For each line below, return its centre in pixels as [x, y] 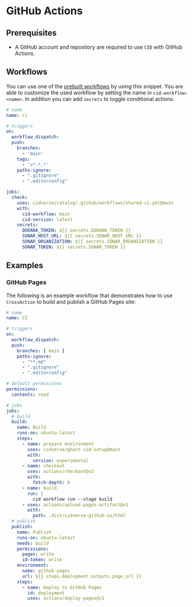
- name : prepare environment [58, 444]
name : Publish [34, 532]
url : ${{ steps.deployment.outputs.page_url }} [82, 576]
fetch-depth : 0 [51, 482]
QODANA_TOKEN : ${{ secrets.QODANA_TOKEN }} [76, 231]
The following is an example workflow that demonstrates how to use [89, 295]
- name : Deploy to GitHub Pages [62, 587]
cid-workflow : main [46, 214]
